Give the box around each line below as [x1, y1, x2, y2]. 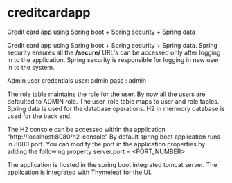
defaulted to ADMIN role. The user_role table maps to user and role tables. [7, 97, 220, 105]
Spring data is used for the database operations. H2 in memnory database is [7, 104, 225, 113]
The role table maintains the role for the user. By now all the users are [7, 90, 206, 98]
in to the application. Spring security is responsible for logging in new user [7, 55, 220, 64]
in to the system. [7, 63, 55, 71]
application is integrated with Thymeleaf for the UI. [7, 168, 152, 176]
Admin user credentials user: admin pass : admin [7, 76, 147, 84]
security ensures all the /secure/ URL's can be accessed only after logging [7, 48, 221, 57]
